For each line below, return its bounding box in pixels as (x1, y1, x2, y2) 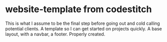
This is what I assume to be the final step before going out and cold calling (5, 20, 160, 26)
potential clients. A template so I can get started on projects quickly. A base (5, 25, 162, 31)
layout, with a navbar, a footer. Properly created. (5, 31, 105, 37)
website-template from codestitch (5, 4, 152, 15)
